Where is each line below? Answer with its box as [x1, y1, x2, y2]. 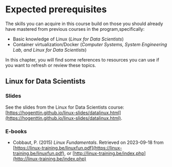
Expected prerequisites [5, 4, 107, 15]
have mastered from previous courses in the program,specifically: [5, 26, 145, 32]
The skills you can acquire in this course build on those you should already [5, 20, 163, 27]
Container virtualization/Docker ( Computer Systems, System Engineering [12, 41, 167, 47]
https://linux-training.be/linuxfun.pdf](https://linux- [14, 144, 122, 151]
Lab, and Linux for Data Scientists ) [12, 47, 87, 53]
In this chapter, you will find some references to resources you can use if [5, 56, 159, 62]
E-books [5, 128, 27, 135]
